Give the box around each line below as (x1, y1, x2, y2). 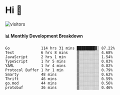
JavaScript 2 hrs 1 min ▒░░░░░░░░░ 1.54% (5, 54, 113, 59)
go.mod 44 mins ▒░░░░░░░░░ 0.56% (5, 81, 113, 86)
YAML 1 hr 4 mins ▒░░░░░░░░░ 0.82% (5, 63, 113, 68)
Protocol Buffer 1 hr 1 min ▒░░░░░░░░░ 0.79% (5, 67, 113, 73)
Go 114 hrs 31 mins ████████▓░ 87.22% (5, 46, 115, 51)
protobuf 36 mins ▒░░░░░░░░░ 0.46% (5, 85, 113, 90)
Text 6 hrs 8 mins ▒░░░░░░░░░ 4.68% (5, 50, 113, 55)
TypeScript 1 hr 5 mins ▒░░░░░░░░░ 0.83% (5, 59, 113, 64)
